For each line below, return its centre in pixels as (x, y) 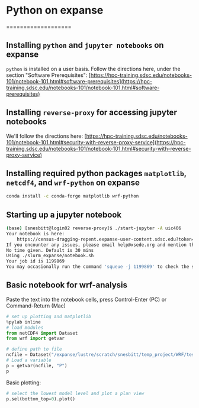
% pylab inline (24, 322)
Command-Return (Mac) (36, 306)
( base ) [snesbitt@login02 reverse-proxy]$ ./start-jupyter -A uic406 (94, 228)
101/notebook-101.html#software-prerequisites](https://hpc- (79, 81)
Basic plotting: (24, 383)
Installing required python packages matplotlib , (96, 173)
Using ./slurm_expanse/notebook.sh (50, 256)
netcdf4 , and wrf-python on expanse (73, 182)
